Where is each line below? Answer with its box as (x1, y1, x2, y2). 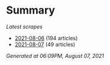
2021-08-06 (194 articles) (14, 34, 78, 41)
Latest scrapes (6, 23, 43, 30)
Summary (6, 4, 55, 17)
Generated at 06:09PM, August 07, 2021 (6, 52, 105, 59)
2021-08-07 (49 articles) (14, 41, 76, 48)
